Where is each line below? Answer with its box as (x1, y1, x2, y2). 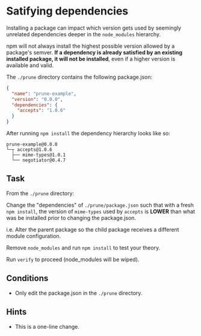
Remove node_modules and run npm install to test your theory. (6, 244, 161, 251)
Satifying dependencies (6, 4, 129, 18)
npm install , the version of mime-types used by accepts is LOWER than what (6, 207, 196, 215)
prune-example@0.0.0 (6, 141, 58, 147)
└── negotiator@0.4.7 (11, 157, 66, 164)
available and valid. (6, 62, 54, 69)
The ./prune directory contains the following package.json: (6, 73, 153, 80)
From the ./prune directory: (6, 189, 74, 197)
